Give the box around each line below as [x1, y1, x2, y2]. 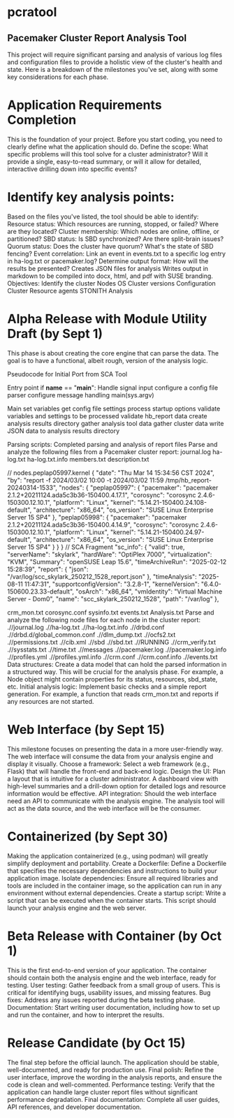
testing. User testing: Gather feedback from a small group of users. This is [7, 980, 221, 989]
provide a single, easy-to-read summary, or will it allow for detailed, [7, 157, 202, 166]
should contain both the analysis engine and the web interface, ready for [7, 973, 217, 982]
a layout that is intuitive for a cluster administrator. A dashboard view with [7, 774, 219, 783]
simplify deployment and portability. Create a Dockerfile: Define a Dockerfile [7, 859, 227, 867]
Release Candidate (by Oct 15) [7, 1035, 187, 1051]
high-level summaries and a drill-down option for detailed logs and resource [7, 781, 226, 790]
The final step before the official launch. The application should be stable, [7, 1058, 219, 1066]
